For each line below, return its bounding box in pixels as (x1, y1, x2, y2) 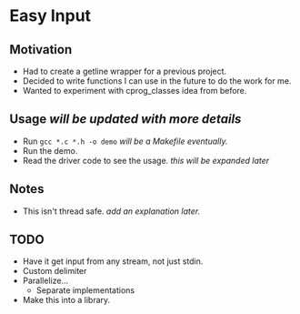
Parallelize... (22, 275, 69, 287)
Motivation (9, 42, 73, 57)
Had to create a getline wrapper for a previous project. (22, 66, 227, 76)
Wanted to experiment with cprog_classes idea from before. (22, 86, 247, 96)
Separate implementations (35, 285, 135, 296)
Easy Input (9, 5, 92, 26)
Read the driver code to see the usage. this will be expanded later (22, 155, 270, 166)
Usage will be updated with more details (9, 111, 242, 127)
